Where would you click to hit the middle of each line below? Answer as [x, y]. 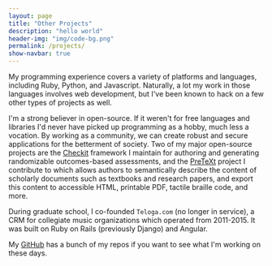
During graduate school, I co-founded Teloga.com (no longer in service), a [132, 211]
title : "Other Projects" [50, 24]
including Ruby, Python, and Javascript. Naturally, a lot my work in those [130, 85]
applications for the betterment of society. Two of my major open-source [130, 144]
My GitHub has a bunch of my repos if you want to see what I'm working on [135, 245]
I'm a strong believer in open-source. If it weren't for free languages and [129, 118]
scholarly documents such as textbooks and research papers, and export [131, 178]
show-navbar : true [39, 54]
